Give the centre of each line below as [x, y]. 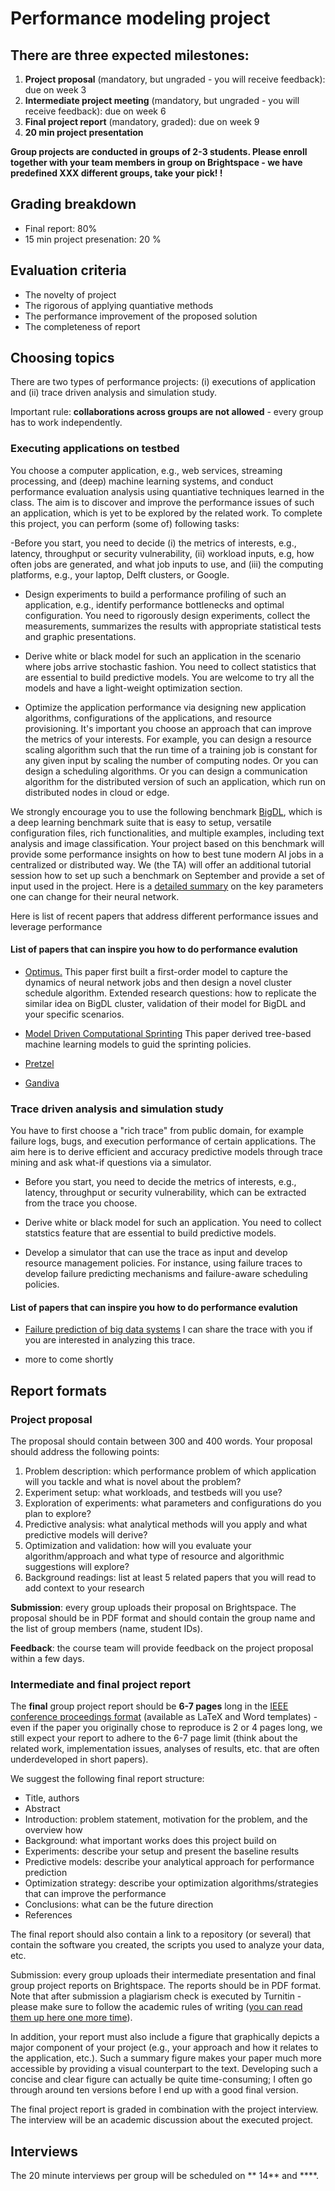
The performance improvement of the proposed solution [141, 316]
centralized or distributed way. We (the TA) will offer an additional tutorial [161, 864]
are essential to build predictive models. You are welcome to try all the [169, 677]
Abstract [42, 1809]
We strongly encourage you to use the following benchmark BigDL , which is [166, 811]
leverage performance [56, 926]
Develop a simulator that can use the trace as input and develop [156, 1253]
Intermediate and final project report [101, 1685]
